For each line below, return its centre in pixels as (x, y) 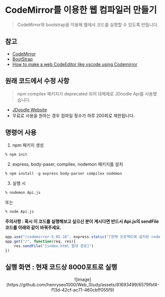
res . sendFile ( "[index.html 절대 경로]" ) (54, 246)
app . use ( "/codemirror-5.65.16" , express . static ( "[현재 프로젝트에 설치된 (77, 237)
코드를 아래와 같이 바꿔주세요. (33, 228)
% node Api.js (20, 212)
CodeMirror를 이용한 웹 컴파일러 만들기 (81, 10)
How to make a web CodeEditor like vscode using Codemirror (75, 64)
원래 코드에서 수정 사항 (37, 81)
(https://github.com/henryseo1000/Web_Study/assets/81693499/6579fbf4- (83, 284)
